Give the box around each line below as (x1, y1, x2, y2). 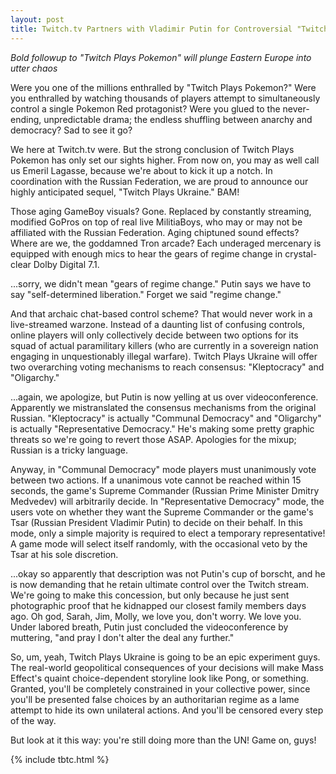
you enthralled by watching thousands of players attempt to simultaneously (10, 92, 321, 104)
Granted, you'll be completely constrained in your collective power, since (10, 682, 311, 695)
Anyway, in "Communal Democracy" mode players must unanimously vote (10, 463, 317, 475)
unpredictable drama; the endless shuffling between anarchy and (43, 113, 313, 125)
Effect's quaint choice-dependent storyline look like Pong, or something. (10, 672, 309, 684)
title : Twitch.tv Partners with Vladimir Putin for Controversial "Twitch (10, 24, 329, 34)
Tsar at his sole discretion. (10, 548, 119, 560)
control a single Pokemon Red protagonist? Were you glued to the (10, 102, 281, 115)
